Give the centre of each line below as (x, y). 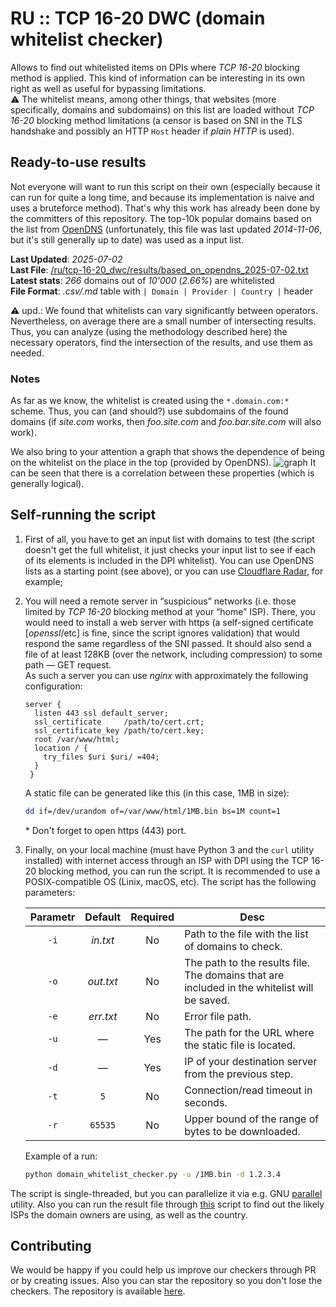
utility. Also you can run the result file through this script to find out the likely (167, 1204)
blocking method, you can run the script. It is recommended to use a (179, 871)
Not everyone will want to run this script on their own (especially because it (165, 186)
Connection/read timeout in (248, 1090)
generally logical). (47, 484)
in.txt (103, 940)
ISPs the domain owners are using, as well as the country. (129, 1214)
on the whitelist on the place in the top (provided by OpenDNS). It (163, 463)
